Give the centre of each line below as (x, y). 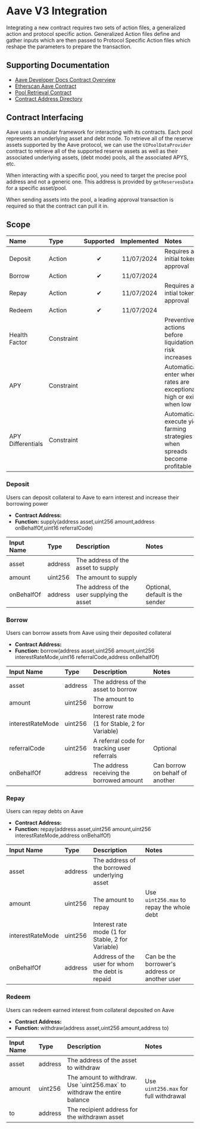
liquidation (179, 343)
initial (172, 259)
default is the (164, 594)
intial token (180, 293)
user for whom (113, 964)
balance (78, 1100)
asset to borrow (115, 689)
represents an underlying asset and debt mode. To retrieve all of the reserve (100, 138)
